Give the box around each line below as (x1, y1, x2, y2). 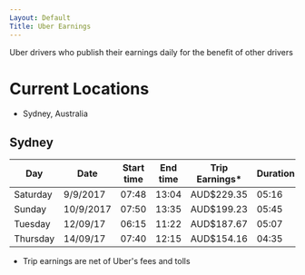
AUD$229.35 (190, 188, 248, 201)
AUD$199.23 (190, 203, 248, 216)
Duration (256, 167, 295, 180)
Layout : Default (9, 13, 71, 23)
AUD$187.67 (190, 218, 248, 231)
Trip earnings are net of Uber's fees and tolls (22, 256, 191, 267)
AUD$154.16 (190, 232, 248, 245)
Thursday (14, 232, 55, 245)
